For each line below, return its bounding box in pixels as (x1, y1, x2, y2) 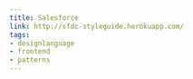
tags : (9, 30, 30, 39)
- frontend (9, 47, 51, 56)
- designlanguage (9, 38, 75, 48)
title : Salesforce (9, 13, 79, 23)
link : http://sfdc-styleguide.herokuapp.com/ (9, 22, 184, 31)
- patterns (9, 55, 51, 64)
